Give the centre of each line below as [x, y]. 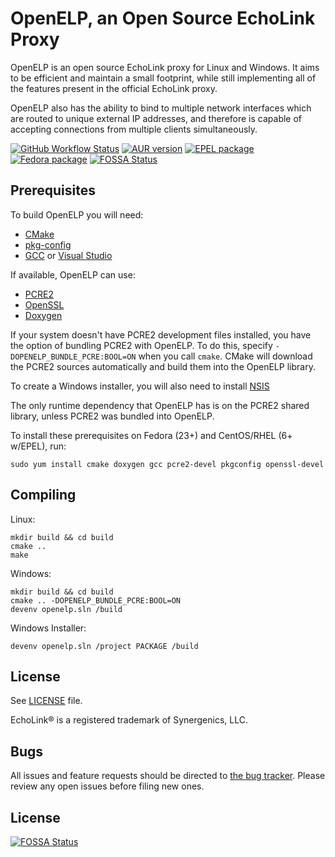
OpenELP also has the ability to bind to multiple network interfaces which [161, 108]
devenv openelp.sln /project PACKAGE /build [104, 646]
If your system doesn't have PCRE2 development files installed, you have [161, 334]
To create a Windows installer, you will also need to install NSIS [140, 386]
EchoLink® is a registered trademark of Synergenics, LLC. [129, 720]
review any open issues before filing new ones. [107, 786]
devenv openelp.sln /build [66, 609]
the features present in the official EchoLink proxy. [114, 88]
